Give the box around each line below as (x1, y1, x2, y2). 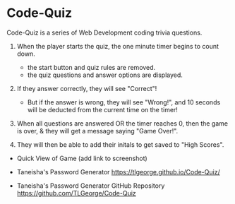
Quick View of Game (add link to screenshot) (16, 154, 147, 162)
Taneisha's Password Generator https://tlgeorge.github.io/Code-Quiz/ (16, 167, 220, 176)
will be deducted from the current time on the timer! (27, 105, 178, 114)
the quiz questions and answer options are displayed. (27, 71, 183, 79)
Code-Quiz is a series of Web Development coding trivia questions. (6, 28, 203, 37)
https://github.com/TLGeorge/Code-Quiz (16, 188, 137, 197)
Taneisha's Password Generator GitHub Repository (16, 181, 165, 190)
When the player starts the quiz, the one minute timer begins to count (16, 42, 219, 50)
